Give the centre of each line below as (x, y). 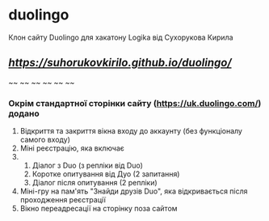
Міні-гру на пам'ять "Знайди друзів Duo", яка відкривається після (134, 191)
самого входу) (45, 140)
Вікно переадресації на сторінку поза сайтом (99, 209)
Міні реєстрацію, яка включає (72, 148)
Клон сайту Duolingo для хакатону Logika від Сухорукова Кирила (121, 37)
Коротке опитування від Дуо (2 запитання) (106, 174)
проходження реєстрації (63, 200)
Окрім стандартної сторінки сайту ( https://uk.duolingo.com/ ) (135, 103)
